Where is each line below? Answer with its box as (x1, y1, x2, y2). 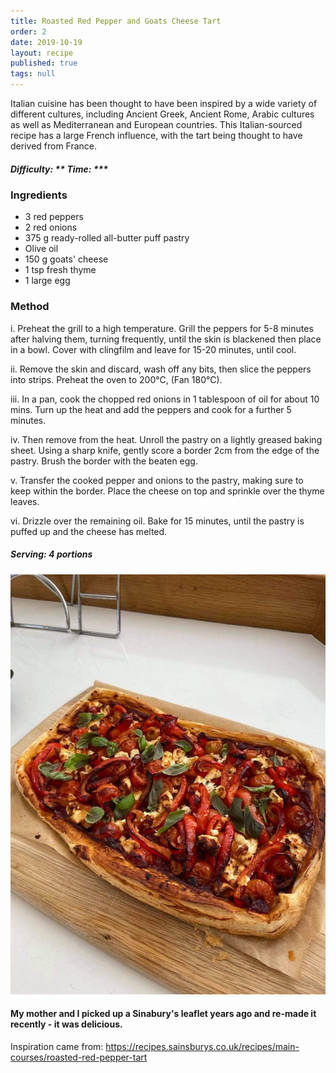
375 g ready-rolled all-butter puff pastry (24, 232, 190, 244)
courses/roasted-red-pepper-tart (10, 1051, 148, 1063)
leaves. (10, 495, 40, 507)
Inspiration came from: (10, 1040, 104, 1052)
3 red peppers (24, 211, 84, 223)
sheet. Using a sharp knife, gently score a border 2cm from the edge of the (10, 444, 320, 456)
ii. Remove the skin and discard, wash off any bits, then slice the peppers (10, 363, 312, 375)
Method (10, 300, 50, 314)
